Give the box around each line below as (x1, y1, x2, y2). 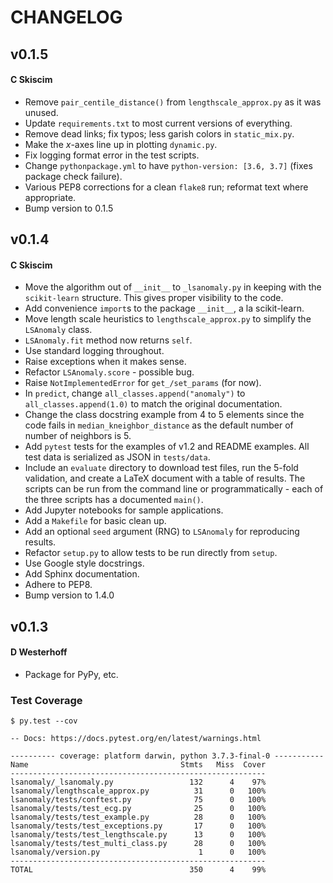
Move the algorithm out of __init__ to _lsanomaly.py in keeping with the (24, 281, 322, 293)
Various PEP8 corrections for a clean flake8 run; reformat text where (24, 181, 309, 193)
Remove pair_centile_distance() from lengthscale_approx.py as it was (24, 96, 322, 108)
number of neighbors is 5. (24, 430, 132, 442)
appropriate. (24, 191, 77, 203)
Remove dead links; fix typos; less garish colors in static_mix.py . (24, 127, 295, 140)
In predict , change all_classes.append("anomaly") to (24, 387, 246, 400)
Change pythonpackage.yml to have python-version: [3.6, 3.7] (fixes (24, 159, 313, 171)
